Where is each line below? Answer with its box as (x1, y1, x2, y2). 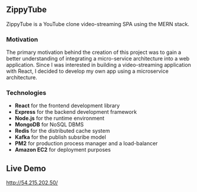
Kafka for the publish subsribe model (14, 133, 106, 141)
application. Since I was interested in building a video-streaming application (6, 62, 192, 69)
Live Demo (6, 163, 46, 174)
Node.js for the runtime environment (14, 115, 105, 122)
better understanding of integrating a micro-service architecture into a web (6, 55, 190, 62)
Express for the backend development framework (14, 108, 137, 116)
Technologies (6, 89, 46, 97)
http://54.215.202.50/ (6, 179, 58, 186)
